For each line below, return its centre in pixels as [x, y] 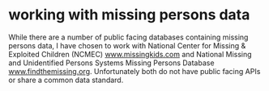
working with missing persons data [129, 15]
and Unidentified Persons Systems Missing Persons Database [111, 63]
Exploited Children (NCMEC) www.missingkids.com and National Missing [130, 54]
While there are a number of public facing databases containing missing [128, 37]
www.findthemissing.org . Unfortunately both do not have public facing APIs [134, 71]
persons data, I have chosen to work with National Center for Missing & [127, 45]
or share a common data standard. [66, 80]
